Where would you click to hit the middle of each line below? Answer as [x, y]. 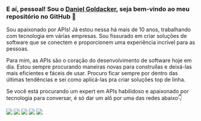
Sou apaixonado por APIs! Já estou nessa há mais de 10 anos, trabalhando [99, 29]
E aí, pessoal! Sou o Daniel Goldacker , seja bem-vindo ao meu [98, 9]
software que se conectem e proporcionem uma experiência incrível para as [101, 42]
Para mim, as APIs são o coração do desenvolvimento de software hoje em [99, 60]
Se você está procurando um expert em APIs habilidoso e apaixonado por [98, 92]
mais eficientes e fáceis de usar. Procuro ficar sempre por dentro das [92, 73]
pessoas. [17, 49]
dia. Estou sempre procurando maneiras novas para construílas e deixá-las [99, 67]
